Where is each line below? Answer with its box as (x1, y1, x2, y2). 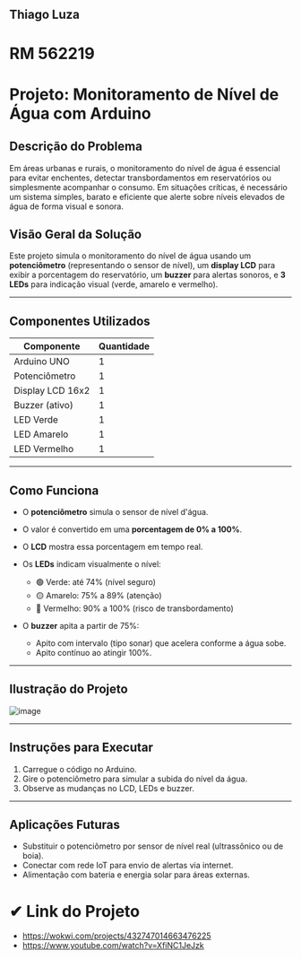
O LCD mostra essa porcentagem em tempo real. (21, 542, 203, 553)
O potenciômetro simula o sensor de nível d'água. (21, 507, 209, 518)
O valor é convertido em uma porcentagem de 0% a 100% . (21, 524, 243, 535)
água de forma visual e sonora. (9, 201, 124, 212)
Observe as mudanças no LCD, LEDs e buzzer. (21, 782, 194, 793)
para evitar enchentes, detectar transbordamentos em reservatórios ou (9, 172, 271, 183)
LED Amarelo (13, 428, 69, 440)
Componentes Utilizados (9, 313, 150, 328)
